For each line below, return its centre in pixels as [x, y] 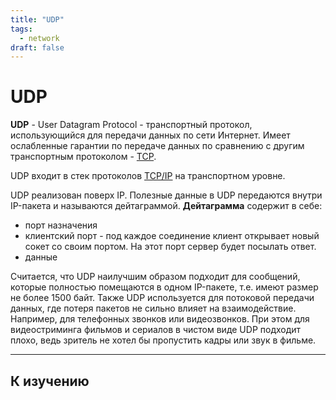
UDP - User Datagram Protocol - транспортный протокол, [131, 125]
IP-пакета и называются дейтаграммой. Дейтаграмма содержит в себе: [166, 206]
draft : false [37, 47]
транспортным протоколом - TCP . [83, 157]
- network [39, 38]
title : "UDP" [37, 19]
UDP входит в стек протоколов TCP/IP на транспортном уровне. [148, 176]
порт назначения [61, 225]
